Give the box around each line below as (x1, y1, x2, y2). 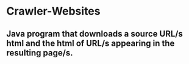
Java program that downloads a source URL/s (6, 29, 183, 39)
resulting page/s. (6, 48, 73, 58)
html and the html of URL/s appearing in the (6, 38, 175, 48)
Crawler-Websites (6, 4, 101, 18)
